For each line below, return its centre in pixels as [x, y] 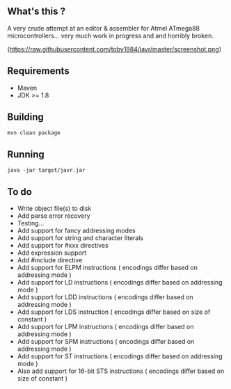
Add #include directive [50, 260]
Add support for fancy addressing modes [76, 231]
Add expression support [52, 253]
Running [26, 154]
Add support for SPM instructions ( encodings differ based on [106, 342]
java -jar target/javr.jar [46, 170]
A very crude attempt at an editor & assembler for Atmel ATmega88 [104, 28]
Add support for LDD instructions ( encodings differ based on [105, 297]
